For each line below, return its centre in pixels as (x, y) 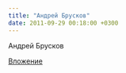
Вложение (26, 61)
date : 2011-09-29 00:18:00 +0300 (63, 23)
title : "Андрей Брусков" (49, 15)
